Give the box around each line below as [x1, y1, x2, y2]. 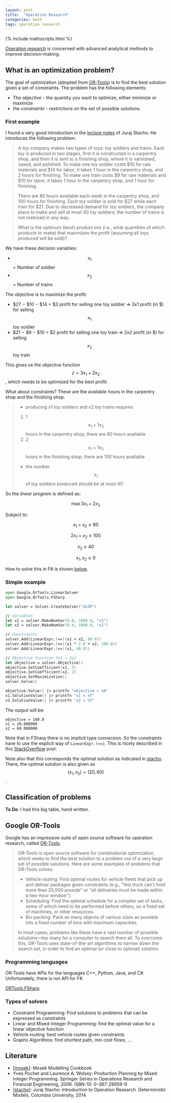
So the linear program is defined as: [5, 490, 81, 496]
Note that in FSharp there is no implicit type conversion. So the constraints [5, 735, 162, 741]
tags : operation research [5, 21, 60, 27]
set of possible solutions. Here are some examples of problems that [17, 861, 160, 867]
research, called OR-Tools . [5, 840, 61, 846]
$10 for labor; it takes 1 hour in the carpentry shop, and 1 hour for [17, 178, 155, 184]
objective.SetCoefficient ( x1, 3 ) [5, 665, 77, 670]
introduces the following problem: [5, 135, 77, 141]
